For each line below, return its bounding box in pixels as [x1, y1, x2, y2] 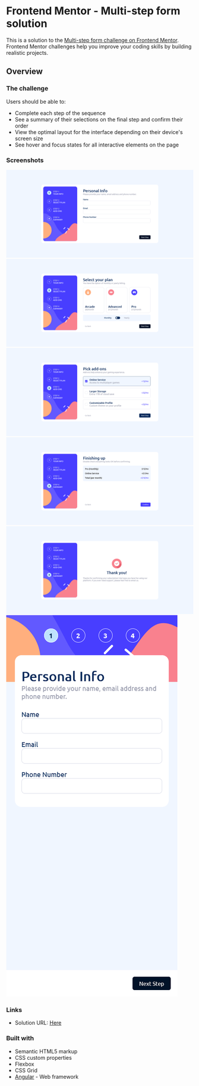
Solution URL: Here [14, 1019, 62, 1026]
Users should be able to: [6, 98, 67, 105]
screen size [14, 135, 43, 142]
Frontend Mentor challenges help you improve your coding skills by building [6, 43, 192, 50]
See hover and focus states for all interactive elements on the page [14, 141, 179, 148]
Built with [6, 1034, 34, 1043]
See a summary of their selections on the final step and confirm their [14, 116, 183, 123]
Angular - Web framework [14, 1073, 79, 1080]
